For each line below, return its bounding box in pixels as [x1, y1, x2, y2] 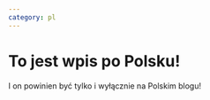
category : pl [8, 12, 56, 22]
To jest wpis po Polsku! [8, 50, 181, 71]
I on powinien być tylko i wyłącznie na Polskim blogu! [8, 81, 202, 91]
